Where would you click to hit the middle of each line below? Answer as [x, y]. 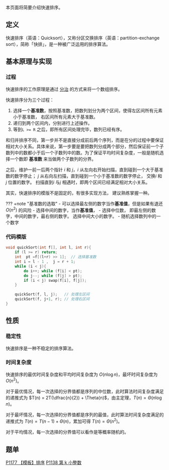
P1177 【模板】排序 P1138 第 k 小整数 [44, 462]
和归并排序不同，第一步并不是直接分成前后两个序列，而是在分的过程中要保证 [85, 140]
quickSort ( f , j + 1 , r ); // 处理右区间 [52, 299]
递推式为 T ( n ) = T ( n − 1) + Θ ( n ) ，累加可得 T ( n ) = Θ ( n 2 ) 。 [64, 421]
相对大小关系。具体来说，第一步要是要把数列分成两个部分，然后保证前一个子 [85, 146]
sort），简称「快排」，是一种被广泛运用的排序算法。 [58, 44]
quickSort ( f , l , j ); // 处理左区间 [52, 294]
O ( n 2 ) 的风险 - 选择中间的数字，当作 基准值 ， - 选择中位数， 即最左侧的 [79, 209]
